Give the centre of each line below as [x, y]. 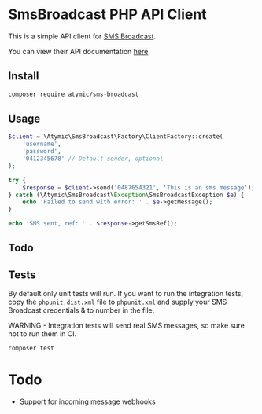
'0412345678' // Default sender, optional [93, 159]
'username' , [42, 144]
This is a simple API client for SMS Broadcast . [82, 36]
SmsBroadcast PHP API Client [107, 15]
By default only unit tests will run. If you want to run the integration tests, [126, 294]
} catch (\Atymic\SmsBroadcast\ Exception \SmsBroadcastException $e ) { [126, 195]
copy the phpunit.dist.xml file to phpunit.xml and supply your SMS [118, 302]
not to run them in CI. [42, 334]
